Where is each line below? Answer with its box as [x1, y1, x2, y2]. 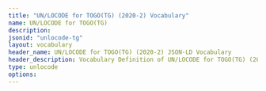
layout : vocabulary [8, 41, 73, 49]
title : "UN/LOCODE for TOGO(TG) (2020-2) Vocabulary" [8, 11, 190, 20]
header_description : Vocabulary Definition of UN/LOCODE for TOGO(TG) [8, 56, 246, 64]
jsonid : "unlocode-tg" [8, 33, 83, 42]
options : [8, 70, 37, 78]
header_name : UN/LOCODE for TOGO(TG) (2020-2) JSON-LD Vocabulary [8, 48, 232, 56]
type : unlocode [8, 63, 59, 71]
